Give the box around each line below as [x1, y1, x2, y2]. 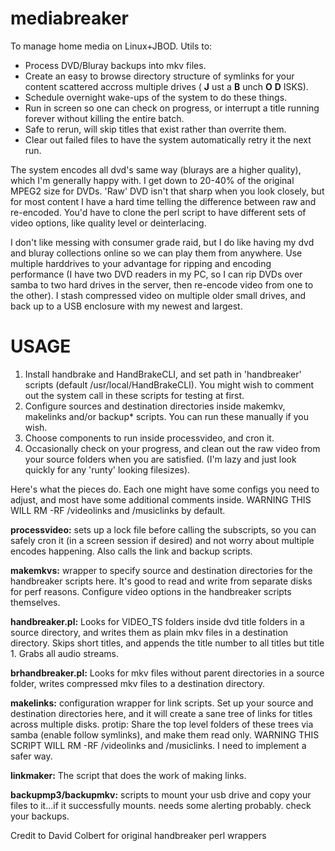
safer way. [10, 750, 53, 762]
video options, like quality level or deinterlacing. [10, 217, 207, 229]
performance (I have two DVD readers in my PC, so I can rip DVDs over [10, 268, 303, 280]
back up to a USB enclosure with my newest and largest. [10, 300, 243, 312]
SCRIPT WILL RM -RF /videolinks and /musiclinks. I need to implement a [10, 739, 307, 751]
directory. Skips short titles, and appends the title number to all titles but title [10, 637, 325, 649]
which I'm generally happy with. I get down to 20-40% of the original [10, 174, 295, 186]
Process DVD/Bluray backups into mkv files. [24, 59, 207, 71]
